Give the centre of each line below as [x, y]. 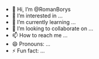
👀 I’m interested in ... [37, 16]
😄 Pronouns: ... [31, 44]
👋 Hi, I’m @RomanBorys [41, 9]
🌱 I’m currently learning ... [44, 22]
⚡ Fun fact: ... [28, 51]
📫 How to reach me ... [40, 35]
